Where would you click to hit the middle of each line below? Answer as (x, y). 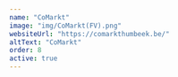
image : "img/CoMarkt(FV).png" (66, 26)
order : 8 (25, 50)
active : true (34, 58)
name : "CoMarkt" (39, 17)
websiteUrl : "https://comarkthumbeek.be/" (89, 34)
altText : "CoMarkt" (46, 42)
